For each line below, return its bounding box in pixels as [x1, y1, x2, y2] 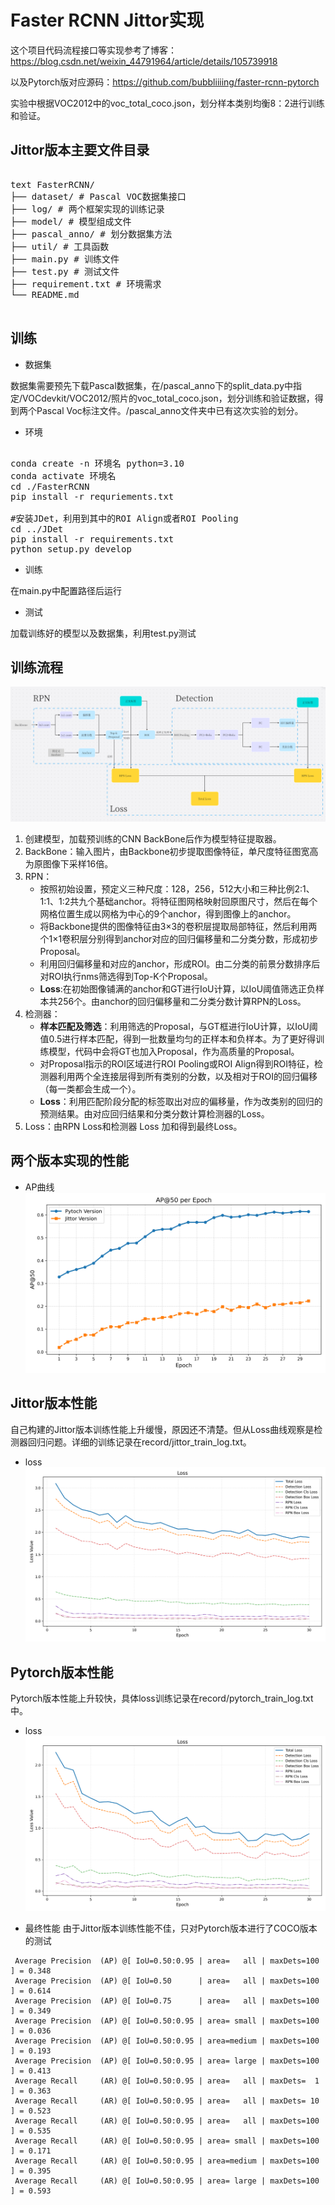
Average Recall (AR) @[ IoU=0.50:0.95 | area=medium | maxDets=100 [14, 2156, 320, 2166]
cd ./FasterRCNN [10, 481, 90, 492]
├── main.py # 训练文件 [10, 253, 120, 265]
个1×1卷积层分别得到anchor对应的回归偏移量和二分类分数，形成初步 [39, 932, 319, 945]
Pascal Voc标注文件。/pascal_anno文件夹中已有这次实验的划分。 [36, 404, 304, 416]
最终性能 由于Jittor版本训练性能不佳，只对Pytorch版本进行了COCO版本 [24, 1922, 318, 1935]
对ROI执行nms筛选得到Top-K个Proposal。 [39, 970, 213, 982]
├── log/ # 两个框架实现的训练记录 [10, 203, 165, 215]
